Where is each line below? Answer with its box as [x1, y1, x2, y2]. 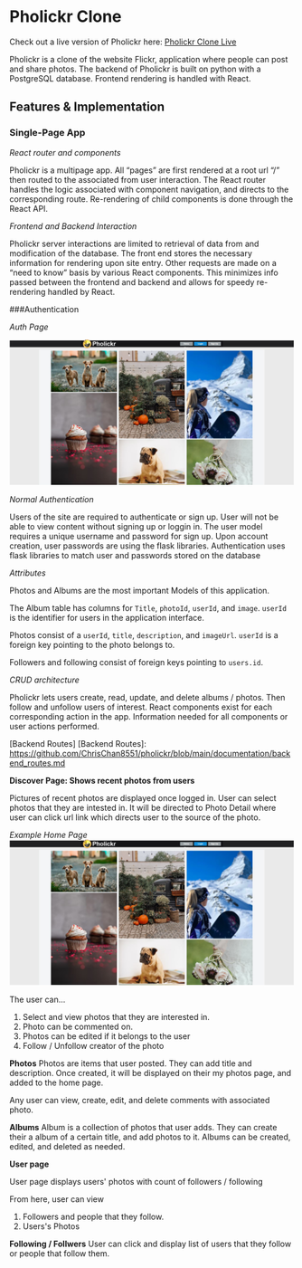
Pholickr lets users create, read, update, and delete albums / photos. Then [9, 692, 286, 703]
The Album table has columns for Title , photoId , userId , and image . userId [9, 603, 288, 614]
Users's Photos [22, 1221, 80, 1232]
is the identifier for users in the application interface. [9, 613, 205, 624]
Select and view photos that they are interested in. [22, 1012, 211, 1023]
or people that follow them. [9, 1248, 110, 1259]
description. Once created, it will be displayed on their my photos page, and [9, 1068, 292, 1079]
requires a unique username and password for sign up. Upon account [9, 531, 269, 542]
